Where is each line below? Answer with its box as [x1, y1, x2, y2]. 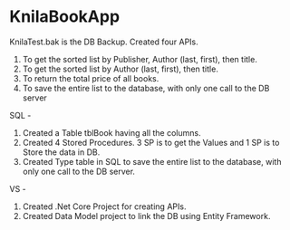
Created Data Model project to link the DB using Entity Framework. [22, 210, 271, 221]
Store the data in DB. [22, 147, 101, 158]
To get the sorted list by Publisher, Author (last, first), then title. [22, 53, 258, 64]
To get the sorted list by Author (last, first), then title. [22, 63, 219, 74]
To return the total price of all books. [22, 72, 159, 83]
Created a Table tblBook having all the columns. [22, 127, 201, 138]
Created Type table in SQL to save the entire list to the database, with [22, 156, 282, 167]
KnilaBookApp [9, 6, 121, 27]
